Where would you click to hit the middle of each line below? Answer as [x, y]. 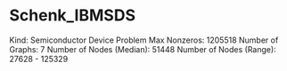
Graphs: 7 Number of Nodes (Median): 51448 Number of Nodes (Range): [143, 49]
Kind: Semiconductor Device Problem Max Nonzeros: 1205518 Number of [144, 40]
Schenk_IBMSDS [73, 16]
